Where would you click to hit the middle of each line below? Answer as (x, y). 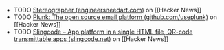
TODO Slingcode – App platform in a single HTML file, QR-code (103, 32)
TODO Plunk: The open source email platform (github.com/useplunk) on (115, 17)
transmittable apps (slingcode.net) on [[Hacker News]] (91, 39)
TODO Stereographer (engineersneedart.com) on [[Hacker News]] (107, 10)
